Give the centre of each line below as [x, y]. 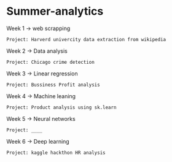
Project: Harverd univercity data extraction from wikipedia [86, 39]
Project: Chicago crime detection [51, 62]
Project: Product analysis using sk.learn [61, 107]
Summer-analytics [55, 11]
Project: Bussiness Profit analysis [53, 85]
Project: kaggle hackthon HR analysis [56, 152]
